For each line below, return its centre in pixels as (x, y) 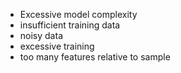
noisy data (41, 35)
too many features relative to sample (95, 57)
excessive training (57, 46)
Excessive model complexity (78, 14)
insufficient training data (70, 25)
